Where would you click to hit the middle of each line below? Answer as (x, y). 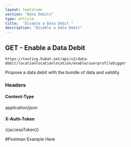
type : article (20, 19)
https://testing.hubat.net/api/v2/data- (47, 59)
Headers (15, 85)
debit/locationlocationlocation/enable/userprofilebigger (65, 63)
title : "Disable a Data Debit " (39, 23)
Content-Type (20, 97)
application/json (21, 108)
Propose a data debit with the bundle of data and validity (62, 72)
